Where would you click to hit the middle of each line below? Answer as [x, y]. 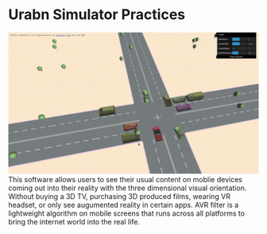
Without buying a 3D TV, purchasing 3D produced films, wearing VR [119, 197]
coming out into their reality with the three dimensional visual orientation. [128, 188]
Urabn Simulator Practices [97, 15]
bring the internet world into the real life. [74, 222]
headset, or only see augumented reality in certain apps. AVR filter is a [124, 205]
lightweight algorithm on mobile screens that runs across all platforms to [126, 213]
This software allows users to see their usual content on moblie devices [125, 180]
